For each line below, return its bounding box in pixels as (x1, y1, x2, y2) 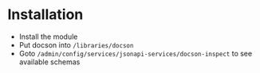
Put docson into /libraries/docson (18, 40, 134, 49)
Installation (7, 6, 84, 24)
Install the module (18, 32, 78, 41)
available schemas (18, 57, 81, 67)
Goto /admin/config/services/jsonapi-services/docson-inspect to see (18, 48, 253, 58)
